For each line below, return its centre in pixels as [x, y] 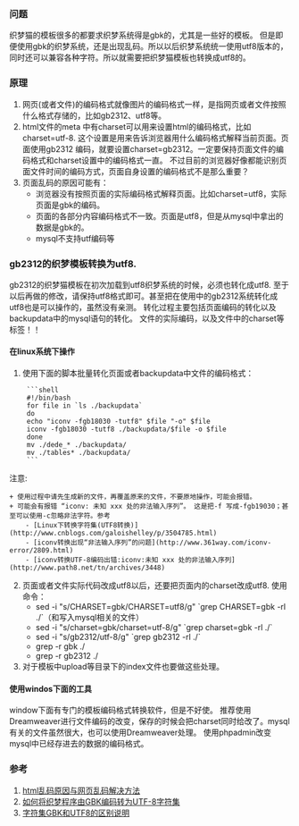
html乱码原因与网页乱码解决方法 [81, 790]
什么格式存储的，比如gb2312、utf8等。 [94, 115]
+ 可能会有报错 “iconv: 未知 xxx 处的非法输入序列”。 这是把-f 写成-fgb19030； [146, 507]
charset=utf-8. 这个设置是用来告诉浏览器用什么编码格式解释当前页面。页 [155, 138]
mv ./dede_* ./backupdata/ [76, 445]
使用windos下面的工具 [50, 688]
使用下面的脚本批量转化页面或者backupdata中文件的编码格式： [138, 374]
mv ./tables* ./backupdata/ [79, 453]
